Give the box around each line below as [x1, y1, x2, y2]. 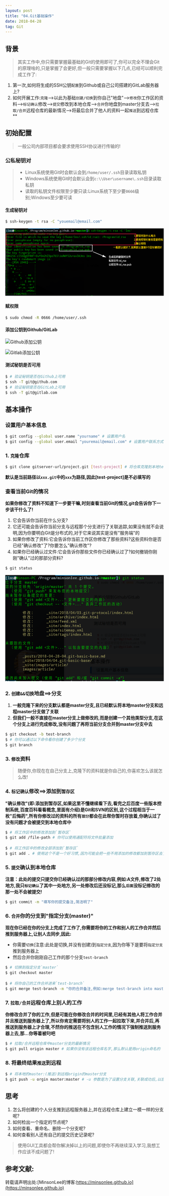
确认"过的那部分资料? [19, 555, 63, 561]
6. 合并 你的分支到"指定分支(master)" [5, 913, 94, 920]
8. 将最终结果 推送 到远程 [5, 1059, 61, 1066]
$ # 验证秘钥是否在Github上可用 [5, 374, 65, 380]
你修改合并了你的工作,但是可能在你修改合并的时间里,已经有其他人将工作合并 [5, 1012, 162, 1018]
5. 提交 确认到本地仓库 [5, 864, 56, 871]
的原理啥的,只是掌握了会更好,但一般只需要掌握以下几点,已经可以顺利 [17, 65, 158, 71]
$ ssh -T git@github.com [5, 379, 57, 385]
